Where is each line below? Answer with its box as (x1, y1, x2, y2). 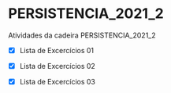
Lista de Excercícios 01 (19, 45, 95, 55)
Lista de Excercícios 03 (19, 77, 96, 87)
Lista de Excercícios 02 (19, 62, 96, 70)
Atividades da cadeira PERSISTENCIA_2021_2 (8, 30, 156, 40)
